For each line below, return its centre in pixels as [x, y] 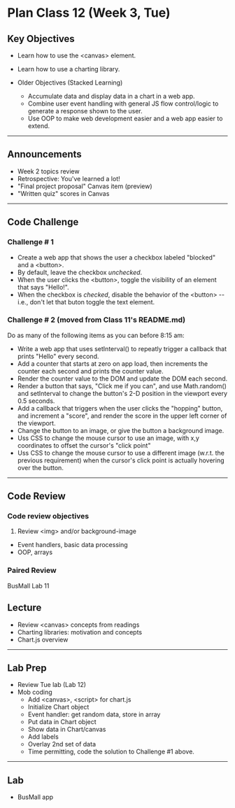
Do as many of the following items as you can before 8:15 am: [96, 335]
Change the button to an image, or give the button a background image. [121, 430]
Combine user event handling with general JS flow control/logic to [123, 104]
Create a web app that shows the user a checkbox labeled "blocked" [116, 257]
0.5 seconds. [36, 401]
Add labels [43, 737]
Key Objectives [41, 39]
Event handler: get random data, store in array [94, 714]
